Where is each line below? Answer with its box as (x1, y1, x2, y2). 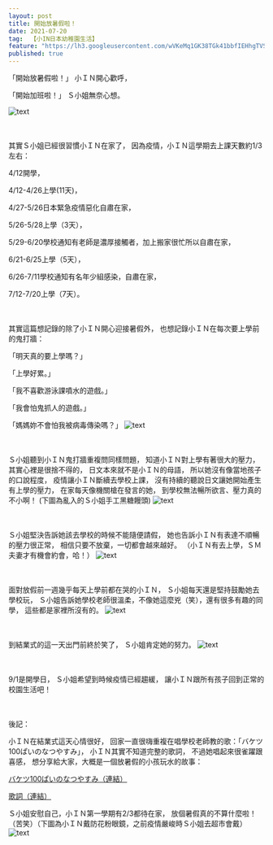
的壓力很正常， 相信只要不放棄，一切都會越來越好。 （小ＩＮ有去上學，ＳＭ (8, 540, 262, 550)
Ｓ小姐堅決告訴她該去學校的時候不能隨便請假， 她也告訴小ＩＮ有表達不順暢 (8, 530, 260, 539)
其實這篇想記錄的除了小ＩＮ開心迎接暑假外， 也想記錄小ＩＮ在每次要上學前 (8, 324, 260, 333)
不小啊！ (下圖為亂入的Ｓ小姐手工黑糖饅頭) (8, 495, 152, 505)
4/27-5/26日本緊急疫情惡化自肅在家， (8, 203, 136, 212)
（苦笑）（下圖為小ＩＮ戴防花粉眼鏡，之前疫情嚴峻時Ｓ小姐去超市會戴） (8, 819, 247, 828)
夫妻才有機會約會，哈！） (8, 551, 94, 560)
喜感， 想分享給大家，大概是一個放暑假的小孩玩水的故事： (8, 757, 203, 766)
